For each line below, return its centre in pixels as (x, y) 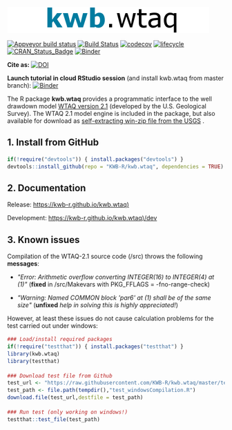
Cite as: (18, 65)
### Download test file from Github (60, 375)
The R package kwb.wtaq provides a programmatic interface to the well (110, 99)
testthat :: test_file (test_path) (54, 419)
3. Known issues (43, 240)
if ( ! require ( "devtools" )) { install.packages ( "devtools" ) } (96, 159)
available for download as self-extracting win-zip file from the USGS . (106, 121)
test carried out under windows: (52, 326)
